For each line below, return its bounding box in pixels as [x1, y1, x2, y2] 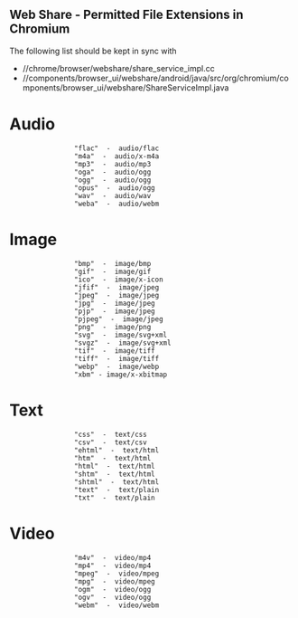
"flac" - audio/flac [73, 144, 160, 153]
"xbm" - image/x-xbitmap [73, 370, 168, 379]
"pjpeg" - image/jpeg [73, 314, 164, 324]
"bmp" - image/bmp [73, 259, 152, 268]
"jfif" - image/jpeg [73, 282, 160, 292]
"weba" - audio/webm [73, 199, 160, 208]
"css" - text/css [73, 430, 147, 439]
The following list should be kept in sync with [9, 45, 178, 56]
